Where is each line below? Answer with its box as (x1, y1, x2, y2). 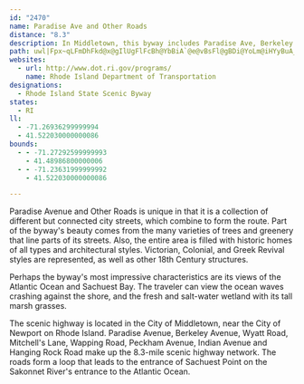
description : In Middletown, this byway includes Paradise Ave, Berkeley (9, 38, 294, 48)
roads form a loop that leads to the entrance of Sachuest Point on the (9, 357, 268, 368)
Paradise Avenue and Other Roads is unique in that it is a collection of (9, 206, 269, 217)
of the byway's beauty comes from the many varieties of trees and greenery (9, 226, 294, 236)
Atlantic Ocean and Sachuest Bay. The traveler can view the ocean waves (9, 282, 284, 293)
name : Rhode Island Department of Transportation (25, 72, 217, 82)
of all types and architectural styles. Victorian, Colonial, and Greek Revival (9, 245, 285, 255)
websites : (9, 55, 47, 64)
